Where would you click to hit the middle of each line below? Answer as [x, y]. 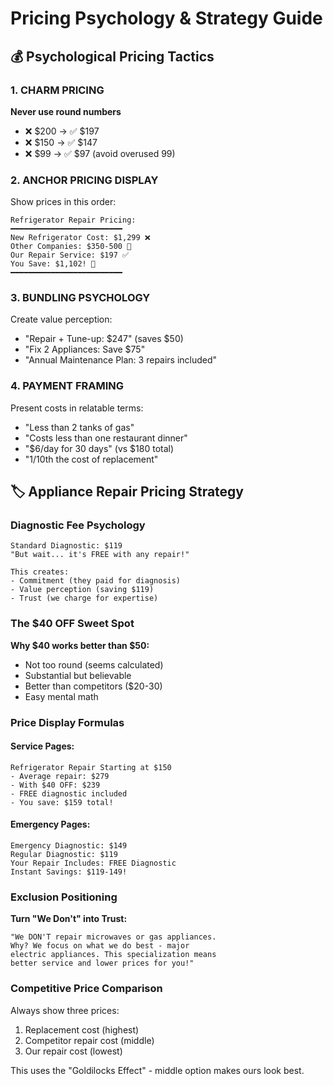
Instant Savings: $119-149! [69, 872]
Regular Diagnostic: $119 [64, 855]
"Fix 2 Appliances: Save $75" [85, 349]
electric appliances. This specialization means [113, 955]
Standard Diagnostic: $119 [66, 546]
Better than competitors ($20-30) [93, 686]
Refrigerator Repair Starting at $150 [91, 767]
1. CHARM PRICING [57, 90]
